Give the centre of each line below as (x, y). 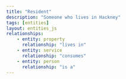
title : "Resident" (29, 12)
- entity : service (40, 50)
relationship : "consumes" (54, 56)
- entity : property (41, 39)
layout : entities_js (32, 28)
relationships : (25, 34)
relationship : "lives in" (54, 45)
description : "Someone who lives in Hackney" (63, 17)
